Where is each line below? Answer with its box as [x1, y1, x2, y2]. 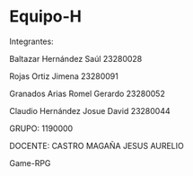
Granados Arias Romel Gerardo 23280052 [9, 88, 166, 99]
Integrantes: [9, 36, 54, 47]
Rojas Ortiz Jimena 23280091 [9, 70, 118, 82]
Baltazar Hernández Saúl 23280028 [9, 53, 143, 64]
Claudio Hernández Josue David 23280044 [9, 105, 171, 116]
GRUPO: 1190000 [9, 123, 74, 134]
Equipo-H [9, 6, 83, 27]
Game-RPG [9, 157, 51, 168]
